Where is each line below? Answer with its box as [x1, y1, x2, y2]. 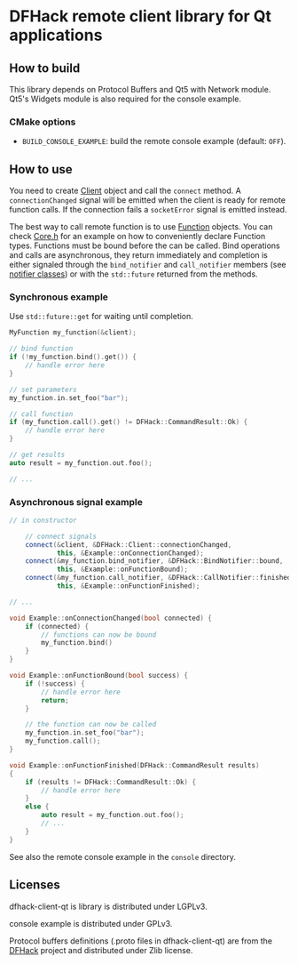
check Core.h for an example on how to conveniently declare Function [9, 231, 266, 242]
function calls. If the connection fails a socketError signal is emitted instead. [9, 205, 287, 215]
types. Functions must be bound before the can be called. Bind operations [9, 240, 281, 251]
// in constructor [9, 516, 77, 525]
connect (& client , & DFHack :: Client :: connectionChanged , [25, 540, 232, 549]
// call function [9, 409, 74, 419]
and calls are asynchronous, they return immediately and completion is [9, 250, 269, 261]
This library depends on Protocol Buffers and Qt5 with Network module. [9, 84, 271, 94]
